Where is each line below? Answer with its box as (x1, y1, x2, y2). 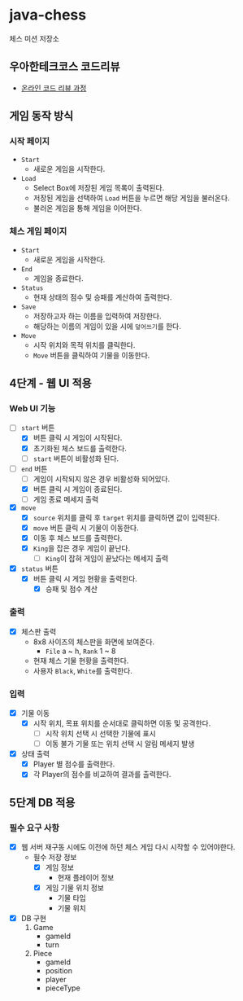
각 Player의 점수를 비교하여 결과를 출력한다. (33, 770, 171, 779)
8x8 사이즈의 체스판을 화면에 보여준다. (33, 637, 155, 647)
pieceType (45, 983, 80, 993)
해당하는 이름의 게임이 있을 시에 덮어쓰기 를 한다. (33, 321, 181, 331)
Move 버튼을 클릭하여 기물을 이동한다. (33, 350, 150, 360)
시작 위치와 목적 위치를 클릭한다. (33, 340, 136, 349)
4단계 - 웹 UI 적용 (9, 376, 92, 390)
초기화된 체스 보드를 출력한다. (33, 443, 127, 453)
